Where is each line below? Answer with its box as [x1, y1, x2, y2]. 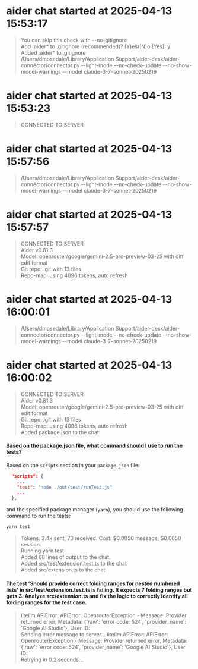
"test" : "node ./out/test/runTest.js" [17, 484, 113, 490]
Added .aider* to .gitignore [20, 49, 86, 56]
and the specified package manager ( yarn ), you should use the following [6, 506, 184, 513]
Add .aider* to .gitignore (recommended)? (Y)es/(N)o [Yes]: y [20, 43, 171, 50]
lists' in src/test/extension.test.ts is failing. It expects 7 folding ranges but [6, 586, 193, 593]
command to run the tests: [6, 513, 71, 520]
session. [20, 541, 41, 548]
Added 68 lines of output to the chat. [20, 554, 111, 561]
